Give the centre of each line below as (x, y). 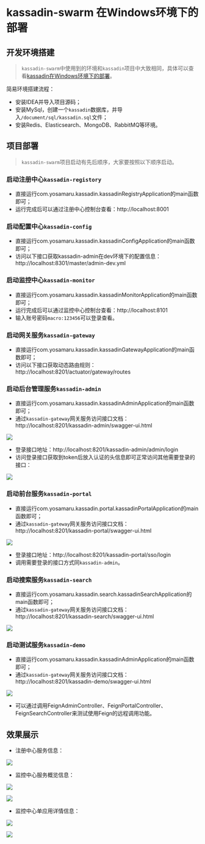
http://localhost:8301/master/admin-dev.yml (70, 263)
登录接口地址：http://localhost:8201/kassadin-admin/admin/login (97, 450)
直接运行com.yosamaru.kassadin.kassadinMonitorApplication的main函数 (106, 295)
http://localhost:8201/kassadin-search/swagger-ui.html (85, 616)
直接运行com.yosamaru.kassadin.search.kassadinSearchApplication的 (103, 594)
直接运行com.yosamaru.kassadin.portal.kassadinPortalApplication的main (107, 508)
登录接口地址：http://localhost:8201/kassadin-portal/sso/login (93, 554)
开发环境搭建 (31, 52)
